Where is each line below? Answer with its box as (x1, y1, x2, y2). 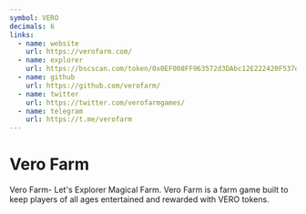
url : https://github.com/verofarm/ (25, 81, 161, 90)
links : (9, 30, 35, 39)
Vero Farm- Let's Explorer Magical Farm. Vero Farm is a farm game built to (9, 184, 289, 196)
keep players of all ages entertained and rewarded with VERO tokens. (9, 194, 270, 205)
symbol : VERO (9, 13, 59, 23)
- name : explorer (17, 56, 84, 65)
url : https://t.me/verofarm (25, 115, 132, 124)
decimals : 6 (9, 22, 55, 31)
